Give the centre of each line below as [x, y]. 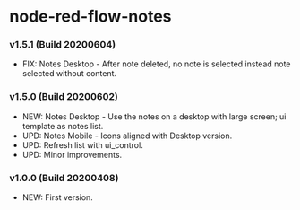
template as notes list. [63, 126]
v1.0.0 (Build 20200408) [64, 178]
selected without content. [69, 74]
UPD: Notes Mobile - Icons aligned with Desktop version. [127, 136]
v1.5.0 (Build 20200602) [64, 97]
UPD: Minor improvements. [72, 154]
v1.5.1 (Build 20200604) [63, 45]
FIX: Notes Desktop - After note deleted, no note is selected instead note [156, 64]
